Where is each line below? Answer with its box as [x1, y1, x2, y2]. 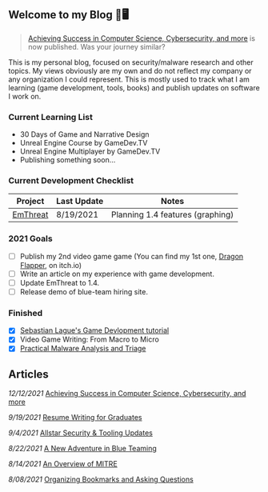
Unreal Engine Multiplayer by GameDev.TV [19, 146, 161, 156]
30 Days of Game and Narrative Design [19, 130, 150, 139]
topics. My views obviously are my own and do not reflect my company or [8, 66, 252, 75]
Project [16, 196, 45, 207]
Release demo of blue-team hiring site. [19, 286, 148, 296]
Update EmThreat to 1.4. [19, 278, 100, 287]
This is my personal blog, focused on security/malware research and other [8, 57, 254, 67]
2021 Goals [8, 233, 54, 244]
